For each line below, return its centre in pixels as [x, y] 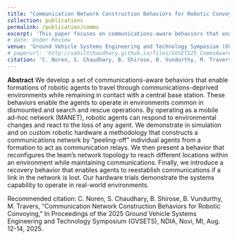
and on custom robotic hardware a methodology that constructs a [103, 132]
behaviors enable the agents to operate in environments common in [105, 102]
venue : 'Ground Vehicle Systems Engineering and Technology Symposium [113, 47]
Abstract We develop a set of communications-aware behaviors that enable [118, 80]
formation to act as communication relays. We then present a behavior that [116, 147]
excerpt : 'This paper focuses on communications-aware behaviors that [113, 34]
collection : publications [45, 20]
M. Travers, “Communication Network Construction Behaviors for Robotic [114, 206]
